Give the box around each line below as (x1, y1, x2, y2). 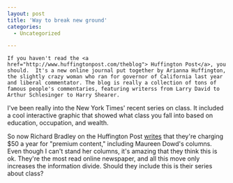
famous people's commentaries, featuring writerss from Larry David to (7, 85, 220, 93)
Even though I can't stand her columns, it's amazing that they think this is (7, 147, 218, 156)
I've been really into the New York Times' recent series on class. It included (7, 104, 224, 112)
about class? (7, 169, 44, 178)
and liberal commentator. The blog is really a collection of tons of (7, 80, 217, 87)
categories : (7, 23, 42, 30)
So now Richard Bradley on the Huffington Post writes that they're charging (7, 132, 224, 140)
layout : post (7, 10, 45, 17)
